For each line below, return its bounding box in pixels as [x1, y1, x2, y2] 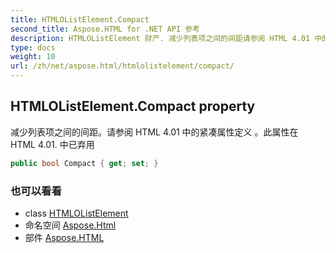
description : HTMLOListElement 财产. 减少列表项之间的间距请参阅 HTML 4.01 [10, 33, 311, 43]
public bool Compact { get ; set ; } [10, 158, 159, 168]
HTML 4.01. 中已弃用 [10, 138, 95, 150]
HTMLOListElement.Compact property [10, 98, 256, 115]
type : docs [10, 42, 56, 53]
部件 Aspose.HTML [24, 231, 105, 243]
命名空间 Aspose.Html [24, 219, 117, 231]
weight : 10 [10, 52, 56, 62]
